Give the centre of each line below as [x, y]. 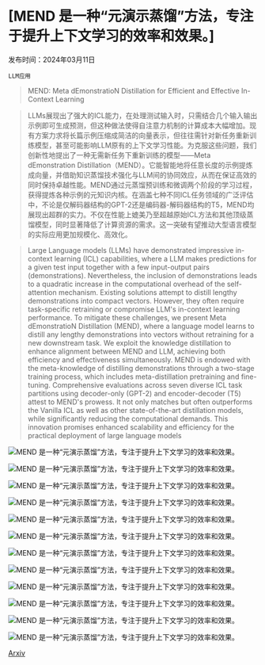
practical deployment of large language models [104, 435]
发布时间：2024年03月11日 [52, 59]
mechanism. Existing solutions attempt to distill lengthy [148, 292]
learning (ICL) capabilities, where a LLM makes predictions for [155, 258]
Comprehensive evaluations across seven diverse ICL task [148, 384]
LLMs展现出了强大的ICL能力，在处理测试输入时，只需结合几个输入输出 [142, 115]
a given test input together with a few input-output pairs [118, 267]
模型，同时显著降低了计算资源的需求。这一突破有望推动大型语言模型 [146, 224]
